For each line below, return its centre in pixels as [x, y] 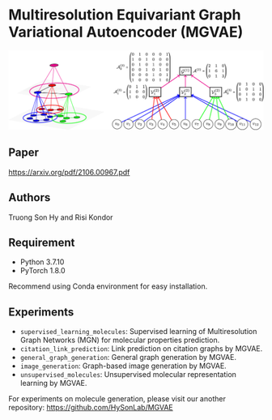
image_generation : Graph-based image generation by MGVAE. [123, 366]
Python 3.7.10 [42, 262]
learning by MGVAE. [53, 384]
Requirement [42, 242]
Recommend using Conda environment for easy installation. [108, 286]
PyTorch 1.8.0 [42, 271]
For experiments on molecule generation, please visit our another [117, 399]
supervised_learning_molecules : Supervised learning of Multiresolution [138, 332]
